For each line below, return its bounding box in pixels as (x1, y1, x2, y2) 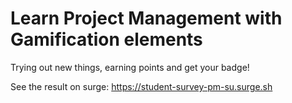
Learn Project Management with (10, 7, 283, 30)
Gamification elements (10, 28, 203, 51)
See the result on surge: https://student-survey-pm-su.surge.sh (10, 80, 273, 92)
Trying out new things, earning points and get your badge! (10, 61, 250, 73)
